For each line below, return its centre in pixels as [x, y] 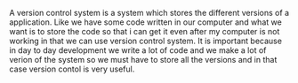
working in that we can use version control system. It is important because [146, 41]
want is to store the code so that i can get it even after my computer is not [145, 31]
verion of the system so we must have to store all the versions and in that [143, 60]
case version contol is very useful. [72, 69]
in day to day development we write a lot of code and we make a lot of [138, 50]
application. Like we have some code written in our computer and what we [145, 22]
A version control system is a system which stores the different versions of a [149, 13]
